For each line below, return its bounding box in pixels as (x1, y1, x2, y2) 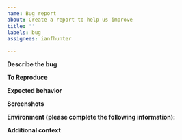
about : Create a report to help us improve (7, 16, 133, 23)
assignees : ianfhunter (7, 36, 72, 42)
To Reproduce (7, 73, 48, 82)
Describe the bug (7, 60, 57, 68)
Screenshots (7, 100, 44, 108)
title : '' (7, 23, 36, 29)
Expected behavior (7, 87, 62, 95)
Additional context (7, 126, 62, 135)
